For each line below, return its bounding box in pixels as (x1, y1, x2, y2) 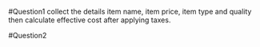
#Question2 (8, 31, 47, 40)
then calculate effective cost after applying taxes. (8, 15, 171, 25)
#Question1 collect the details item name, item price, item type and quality (8, 7, 252, 16)
